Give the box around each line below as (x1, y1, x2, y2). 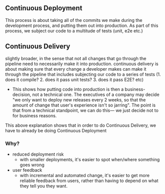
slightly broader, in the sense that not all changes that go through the (5, 55, 147, 61)
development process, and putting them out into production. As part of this (5, 22, 159, 28)
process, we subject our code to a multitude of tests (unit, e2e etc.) (5, 27, 143, 34)
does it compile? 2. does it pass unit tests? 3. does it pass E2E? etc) (5, 77, 144, 83)
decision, (12, 92, 31, 97)
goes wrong (19, 162, 45, 168)
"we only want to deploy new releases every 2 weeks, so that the (12, 97, 146, 102)
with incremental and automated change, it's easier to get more (19, 172, 150, 178)
